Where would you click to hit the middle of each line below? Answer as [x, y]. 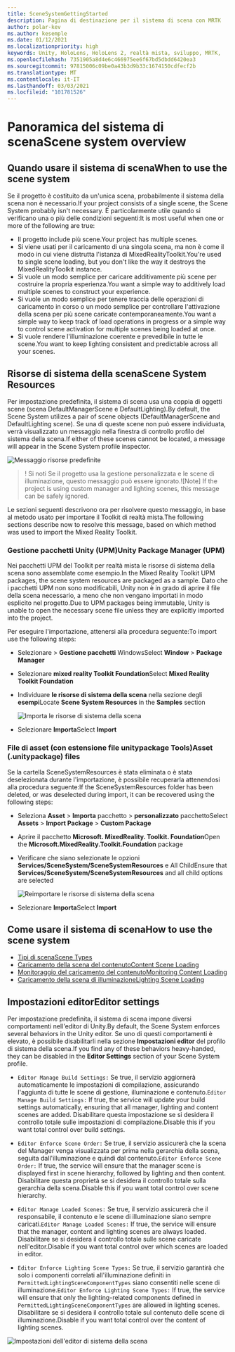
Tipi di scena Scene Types [55, 957]
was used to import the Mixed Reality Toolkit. [72, 532]
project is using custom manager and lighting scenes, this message [122, 488]
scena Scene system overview [97, 142]
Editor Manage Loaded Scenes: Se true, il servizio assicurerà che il [113, 1209]
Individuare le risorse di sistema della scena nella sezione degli [110, 695]
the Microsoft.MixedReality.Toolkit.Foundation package [100, 844]
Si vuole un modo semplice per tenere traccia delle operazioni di [110, 299]
